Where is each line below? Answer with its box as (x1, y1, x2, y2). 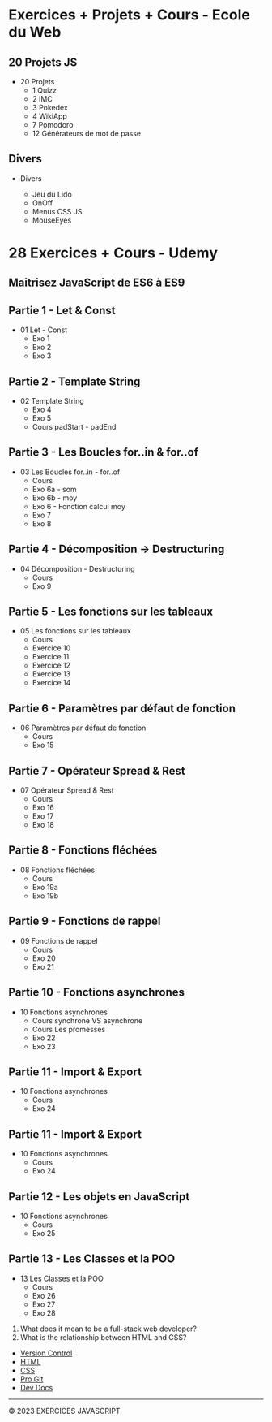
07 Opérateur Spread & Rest (19, 785, 115, 795)
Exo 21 (32, 962, 54, 971)
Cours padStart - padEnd (32, 422, 117, 432)
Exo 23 (32, 1041, 56, 1051)
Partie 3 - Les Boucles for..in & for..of (8, 445, 199, 460)
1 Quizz (32, 85, 57, 95)
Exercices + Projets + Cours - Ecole (8, 6, 251, 24)
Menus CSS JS (32, 206, 83, 216)
